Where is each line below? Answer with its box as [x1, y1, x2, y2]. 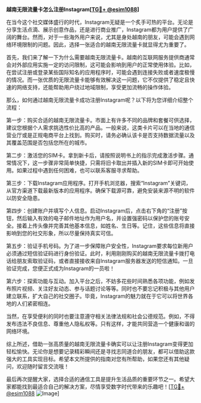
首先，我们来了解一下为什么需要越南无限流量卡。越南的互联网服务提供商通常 [6, 54, 195, 60]
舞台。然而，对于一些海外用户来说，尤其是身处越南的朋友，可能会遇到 [16, 34, 190, 41]
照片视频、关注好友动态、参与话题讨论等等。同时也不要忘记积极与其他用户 [11, 285, 195, 292]
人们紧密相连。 [16, 300, 54, 307]
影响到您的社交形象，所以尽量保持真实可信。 [6, 230, 117, 237]
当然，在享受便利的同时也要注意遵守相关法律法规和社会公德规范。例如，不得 [6, 313, 195, 320]
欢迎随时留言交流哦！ [16, 363, 69, 370]
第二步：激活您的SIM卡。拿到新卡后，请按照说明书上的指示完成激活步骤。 [6, 152, 189, 159]
